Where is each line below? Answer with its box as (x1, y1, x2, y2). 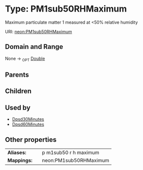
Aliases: (7, 149, 27, 156)
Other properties (5, 135, 57, 143)
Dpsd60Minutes (12, 122, 45, 127)
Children (5, 87, 32, 95)
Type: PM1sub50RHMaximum (5, 3, 127, 14)
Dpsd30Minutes (12, 116, 45, 122)
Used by (5, 103, 31, 112)
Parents (5, 71, 29, 79)
